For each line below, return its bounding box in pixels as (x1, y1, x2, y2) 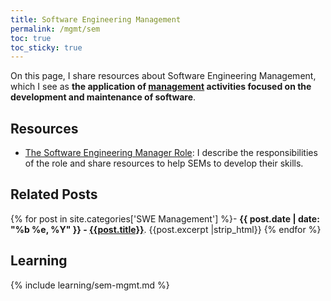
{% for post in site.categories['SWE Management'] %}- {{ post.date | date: (10, 212, 320, 225)
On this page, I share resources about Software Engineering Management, (10, 70, 317, 82)
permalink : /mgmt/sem (10, 24, 101, 34)
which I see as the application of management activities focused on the (10, 81, 312, 93)
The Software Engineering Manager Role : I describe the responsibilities (24, 147, 318, 159)
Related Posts (10, 186, 98, 203)
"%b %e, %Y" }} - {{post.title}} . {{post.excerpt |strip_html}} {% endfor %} (10, 223, 322, 235)
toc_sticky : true (10, 42, 83, 53)
